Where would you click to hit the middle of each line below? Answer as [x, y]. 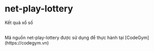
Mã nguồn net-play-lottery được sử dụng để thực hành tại [64, 37]
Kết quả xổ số [19, 22]
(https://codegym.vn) [27, 42]
